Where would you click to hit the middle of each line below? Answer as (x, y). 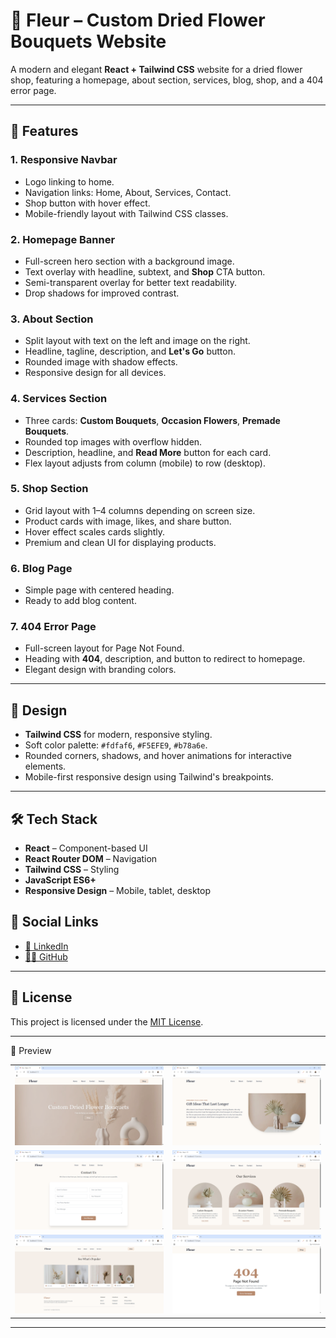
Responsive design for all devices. (95, 373)
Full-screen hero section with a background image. (129, 261)
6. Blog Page (41, 568)
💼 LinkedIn (46, 946)
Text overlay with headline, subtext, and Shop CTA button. (145, 271)
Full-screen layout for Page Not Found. (104, 648)
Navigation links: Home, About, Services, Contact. (128, 192)
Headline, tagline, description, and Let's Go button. (130, 351)
